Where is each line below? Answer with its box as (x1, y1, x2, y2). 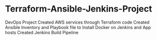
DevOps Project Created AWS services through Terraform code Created (5, 19, 150, 25)
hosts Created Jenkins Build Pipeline (5, 29, 79, 35)
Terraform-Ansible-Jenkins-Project (5, 3, 152, 14)
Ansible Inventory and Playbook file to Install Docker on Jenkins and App (5, 24, 151, 30)
